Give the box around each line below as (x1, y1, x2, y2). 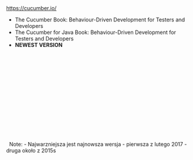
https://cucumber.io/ (6, 5, 57, 11)
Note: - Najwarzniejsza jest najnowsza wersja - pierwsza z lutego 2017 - (8, 141, 187, 148)
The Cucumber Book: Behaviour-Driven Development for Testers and (14, 16, 185, 23)
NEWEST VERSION (14, 42, 63, 48)
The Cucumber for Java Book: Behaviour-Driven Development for (14, 29, 176, 36)
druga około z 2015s (6, 147, 56, 154)
